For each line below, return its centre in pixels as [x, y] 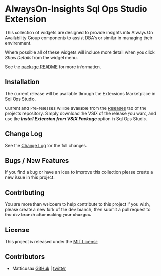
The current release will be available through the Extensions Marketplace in [80, 93]
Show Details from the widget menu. [41, 57]
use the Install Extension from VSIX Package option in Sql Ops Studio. [76, 118]
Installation [22, 82]
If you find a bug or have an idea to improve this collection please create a [79, 172]
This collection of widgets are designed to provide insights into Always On [79, 32]
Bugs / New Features [37, 161]
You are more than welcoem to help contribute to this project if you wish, [78, 204]
